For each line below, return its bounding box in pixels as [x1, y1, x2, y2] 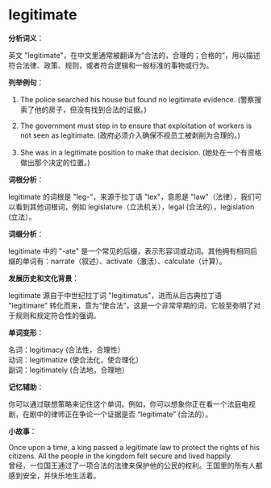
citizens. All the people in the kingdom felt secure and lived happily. [8, 451, 232, 461]
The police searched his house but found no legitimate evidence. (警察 [19, 94, 255, 104]
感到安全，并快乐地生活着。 [8, 470, 101, 480]
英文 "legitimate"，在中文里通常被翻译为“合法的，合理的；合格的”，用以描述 [8, 50, 261, 60]
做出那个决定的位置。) [19, 157, 90, 167]
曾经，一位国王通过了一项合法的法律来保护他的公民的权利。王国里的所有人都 [8, 461, 263, 470]
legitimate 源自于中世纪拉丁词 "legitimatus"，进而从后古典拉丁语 [8, 290, 223, 300]
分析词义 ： [8, 33, 44, 43]
